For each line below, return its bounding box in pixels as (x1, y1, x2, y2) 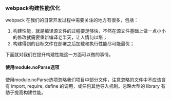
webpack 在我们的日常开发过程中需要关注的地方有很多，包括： (5, 17, 139, 23)
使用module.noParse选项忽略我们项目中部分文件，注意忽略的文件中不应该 (5, 77, 162, 83)
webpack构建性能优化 (5, 4, 61, 11)
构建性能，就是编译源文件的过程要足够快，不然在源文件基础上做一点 (12, 28, 157, 34)
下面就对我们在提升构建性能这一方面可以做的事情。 (5, 52, 113, 58)
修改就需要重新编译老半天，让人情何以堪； (17, 34, 108, 40)
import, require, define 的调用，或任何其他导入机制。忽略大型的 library (11, 83, 160, 89)
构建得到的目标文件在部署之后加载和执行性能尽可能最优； (12, 41, 135, 47)
